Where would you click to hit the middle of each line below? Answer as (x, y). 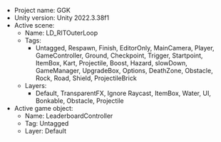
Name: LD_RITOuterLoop (61, 33)
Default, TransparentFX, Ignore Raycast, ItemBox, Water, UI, (123, 93)
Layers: (36, 86)
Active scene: (34, 25)
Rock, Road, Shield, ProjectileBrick (86, 78)
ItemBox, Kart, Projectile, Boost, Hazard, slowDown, (111, 63)
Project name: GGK (42, 10)
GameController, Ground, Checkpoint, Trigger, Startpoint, (119, 55)
